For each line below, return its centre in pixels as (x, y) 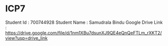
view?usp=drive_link (26, 38)
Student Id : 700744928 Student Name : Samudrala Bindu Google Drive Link (84, 22)
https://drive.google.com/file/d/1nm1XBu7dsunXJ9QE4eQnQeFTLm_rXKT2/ (84, 33)
